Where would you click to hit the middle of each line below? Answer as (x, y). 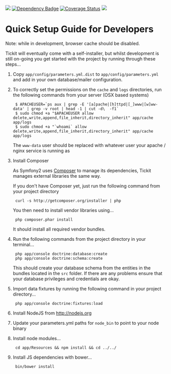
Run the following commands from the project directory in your (79, 239)
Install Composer (31, 160)
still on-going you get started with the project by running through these (80, 58)
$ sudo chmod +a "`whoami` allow (51, 127)
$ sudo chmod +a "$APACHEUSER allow (54, 113)
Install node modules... (37, 338)
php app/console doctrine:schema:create (59, 258)
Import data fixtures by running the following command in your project (87, 288)
